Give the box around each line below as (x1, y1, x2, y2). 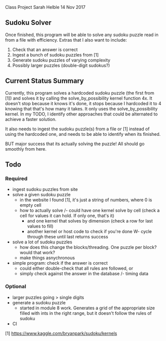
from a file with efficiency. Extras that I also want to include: (5, 37, 127, 43)
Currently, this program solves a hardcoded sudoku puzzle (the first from (5, 90, 155, 96)
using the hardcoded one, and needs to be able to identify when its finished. (5, 131, 161, 137)
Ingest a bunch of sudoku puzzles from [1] (12, 52, 99, 57)
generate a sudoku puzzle (12, 299, 66, 305)
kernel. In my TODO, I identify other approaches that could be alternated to (5, 111, 158, 117)
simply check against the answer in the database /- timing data (19, 271, 149, 277)
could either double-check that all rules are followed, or (19, 265, 133, 272)
